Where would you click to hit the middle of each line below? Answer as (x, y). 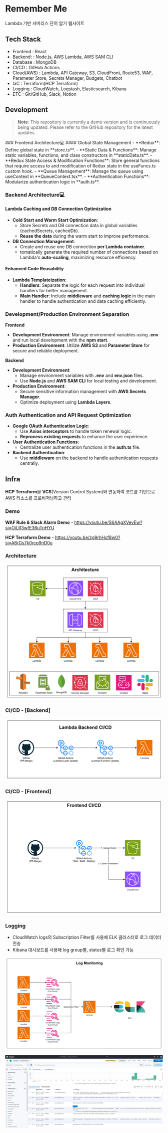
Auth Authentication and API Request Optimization (68, 415)
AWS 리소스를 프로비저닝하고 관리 (38, 498)
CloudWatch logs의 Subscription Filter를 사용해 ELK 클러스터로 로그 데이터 (87, 937)
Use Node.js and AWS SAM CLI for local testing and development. (88, 381)
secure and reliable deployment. (45, 351)
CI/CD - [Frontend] (28, 791)
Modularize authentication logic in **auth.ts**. (52, 181)
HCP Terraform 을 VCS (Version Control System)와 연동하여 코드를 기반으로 (80, 492)
